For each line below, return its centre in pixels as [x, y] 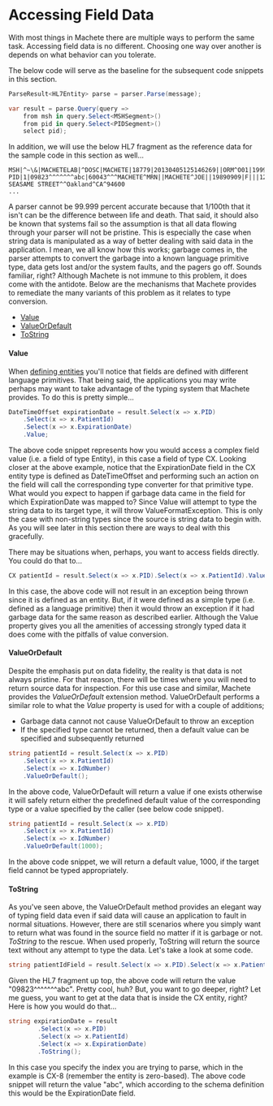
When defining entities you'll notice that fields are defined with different [128, 371]
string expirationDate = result [63, 1022]
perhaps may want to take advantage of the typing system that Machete [129, 388]
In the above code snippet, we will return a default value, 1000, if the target [134, 862]
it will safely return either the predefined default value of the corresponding [134, 800]
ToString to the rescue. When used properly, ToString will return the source [134, 942]
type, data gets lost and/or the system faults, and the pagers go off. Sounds [135, 267]
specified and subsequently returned [82, 739]
